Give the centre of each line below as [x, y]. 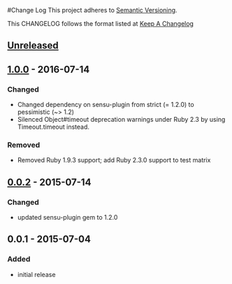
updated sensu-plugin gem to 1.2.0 [67, 218]
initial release [36, 274]
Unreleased [33, 46]
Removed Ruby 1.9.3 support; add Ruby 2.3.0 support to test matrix [114, 160]
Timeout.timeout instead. [53, 127]
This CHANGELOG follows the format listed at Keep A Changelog [101, 23]
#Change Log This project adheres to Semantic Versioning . [92, 10]
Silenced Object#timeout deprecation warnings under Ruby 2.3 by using [121, 120]
